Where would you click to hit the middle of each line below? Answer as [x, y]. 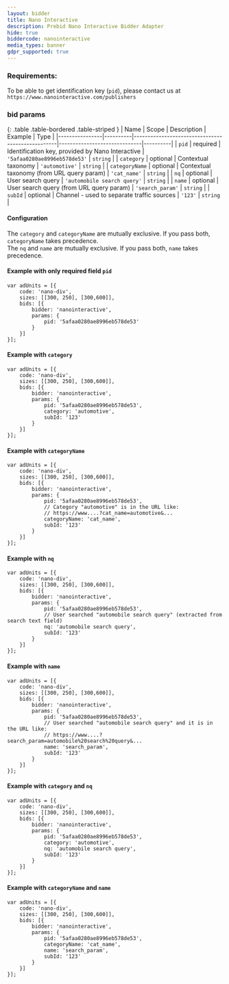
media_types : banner [37, 45]
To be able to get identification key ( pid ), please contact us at [94, 91]
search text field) [35, 621]
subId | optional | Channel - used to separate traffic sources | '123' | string [114, 195]
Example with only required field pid [59, 271]
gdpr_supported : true [38, 52]
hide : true [23, 33]
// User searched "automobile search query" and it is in [128, 723]
